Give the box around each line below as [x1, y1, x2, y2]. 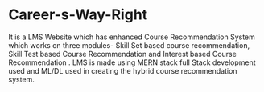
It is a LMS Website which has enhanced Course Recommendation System [8, 32, 256, 42]
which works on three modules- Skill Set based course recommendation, [8, 40, 250, 50]
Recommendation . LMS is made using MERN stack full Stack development [8, 58, 256, 67]
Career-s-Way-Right [8, 6, 148, 24]
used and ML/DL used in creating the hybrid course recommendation [8, 66, 237, 75]
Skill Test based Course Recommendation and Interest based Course [8, 49, 237, 58]
